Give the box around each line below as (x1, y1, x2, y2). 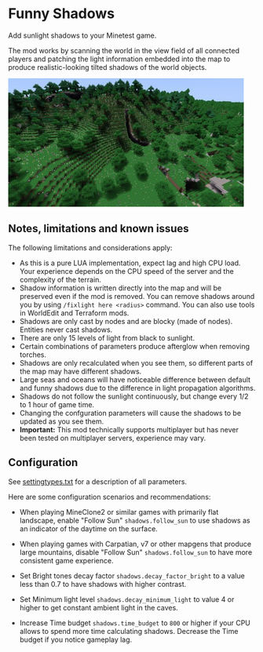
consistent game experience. (19, 555, 114, 565)
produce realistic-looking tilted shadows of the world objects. (8, 62, 207, 71)
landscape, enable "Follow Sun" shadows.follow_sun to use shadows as (19, 515, 250, 525)
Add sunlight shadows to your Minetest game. (8, 31, 157, 40)
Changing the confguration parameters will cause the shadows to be (19, 408, 242, 417)
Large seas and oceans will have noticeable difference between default (19, 374, 251, 384)
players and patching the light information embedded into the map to (8, 54, 231, 64)
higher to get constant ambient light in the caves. (19, 603, 178, 612)
